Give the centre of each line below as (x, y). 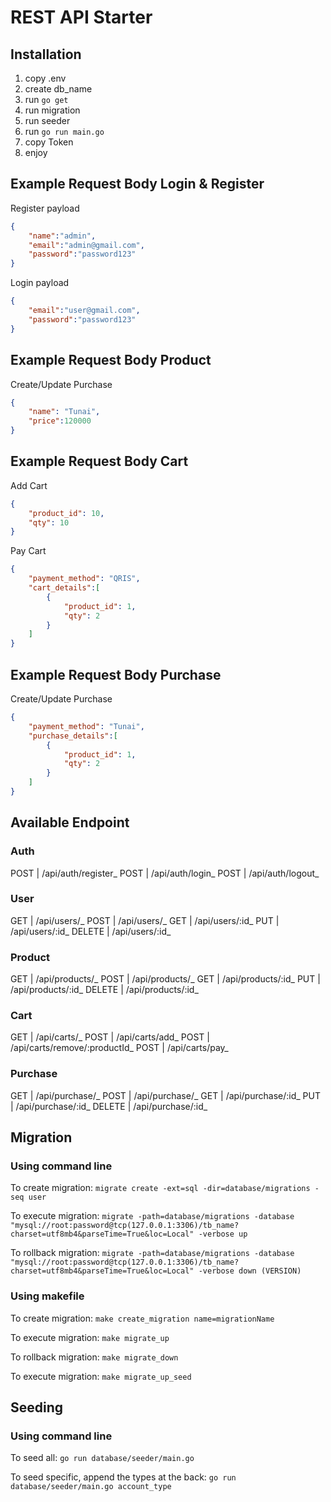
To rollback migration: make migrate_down (94, 1357)
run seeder (47, 120)
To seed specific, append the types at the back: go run (123, 1477)
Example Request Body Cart (99, 461)
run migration (52, 110)
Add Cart (29, 485)
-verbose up (223, 1234)
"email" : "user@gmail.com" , (84, 311)
